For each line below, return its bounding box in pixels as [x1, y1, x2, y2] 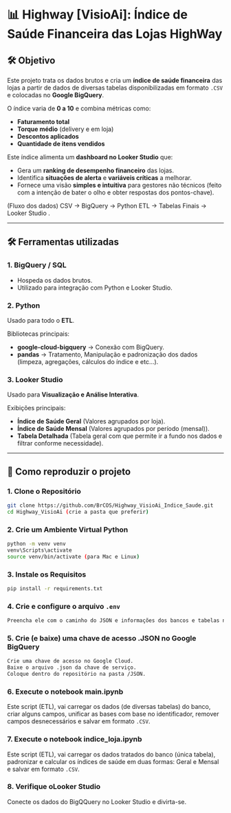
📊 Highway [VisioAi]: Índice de [7, 7, 188, 23]
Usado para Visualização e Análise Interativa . [7, 390, 140, 399]
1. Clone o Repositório [7, 486, 81, 496]
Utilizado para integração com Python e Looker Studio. [16, 283, 173, 292]
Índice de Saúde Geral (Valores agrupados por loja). [16, 417, 166, 425]
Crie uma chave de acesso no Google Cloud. [7, 658, 134, 665]
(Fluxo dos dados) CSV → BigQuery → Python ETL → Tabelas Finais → [7, 202, 207, 210]
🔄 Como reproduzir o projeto [7, 465, 131, 477]
